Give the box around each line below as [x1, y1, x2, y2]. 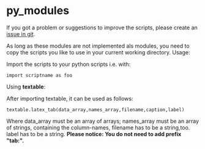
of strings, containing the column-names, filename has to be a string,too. [6, 123, 190, 131]
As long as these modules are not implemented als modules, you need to [6, 42, 190, 49]
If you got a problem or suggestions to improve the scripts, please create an [6, 24, 198, 31]
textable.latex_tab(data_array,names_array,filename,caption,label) [6, 106, 185, 113]
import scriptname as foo [6, 72, 72, 78]
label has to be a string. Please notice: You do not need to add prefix [6, 130, 182, 137]
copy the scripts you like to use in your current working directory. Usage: [6, 48, 190, 56]
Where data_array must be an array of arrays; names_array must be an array [6, 117, 199, 125]
